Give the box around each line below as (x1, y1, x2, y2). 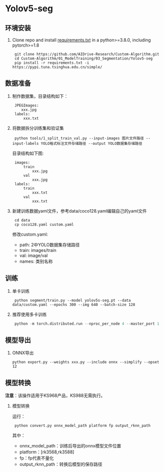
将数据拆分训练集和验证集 (12, 125, 64, 131)
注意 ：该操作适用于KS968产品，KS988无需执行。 (5, 392, 105, 398)
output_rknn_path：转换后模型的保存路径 (19, 461, 103, 467)
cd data (14, 218, 30, 222)
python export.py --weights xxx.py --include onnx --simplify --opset (12, 360, 160, 365)
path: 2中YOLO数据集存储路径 (19, 242, 80, 248)
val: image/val (19, 252, 48, 258)
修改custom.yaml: (12, 231, 48, 237)
